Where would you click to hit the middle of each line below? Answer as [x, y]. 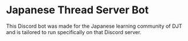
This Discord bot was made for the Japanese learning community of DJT [94, 26]
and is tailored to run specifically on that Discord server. [74, 32]
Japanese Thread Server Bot [78, 10]
